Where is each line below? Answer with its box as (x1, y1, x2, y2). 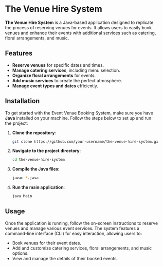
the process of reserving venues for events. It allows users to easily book (5, 24, 152, 30)
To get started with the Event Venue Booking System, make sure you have (5, 110, 153, 115)
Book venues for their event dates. (12, 240, 82, 246)
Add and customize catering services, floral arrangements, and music (12, 245, 152, 251)
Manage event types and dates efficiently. (12, 83, 98, 89)
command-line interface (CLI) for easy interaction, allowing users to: (5, 230, 142, 236)
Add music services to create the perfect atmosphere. (12, 77, 123, 83)
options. (12, 250, 29, 256)
